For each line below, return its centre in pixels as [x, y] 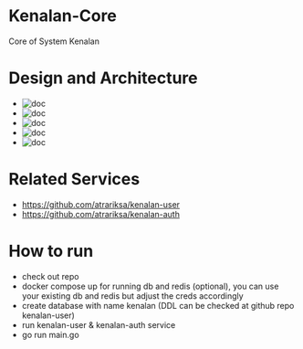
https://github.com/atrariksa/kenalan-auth [100, 214]
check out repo [50, 276]
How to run [51, 251]
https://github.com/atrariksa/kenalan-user [100, 204]
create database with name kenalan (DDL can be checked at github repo [158, 305]
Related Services [74, 180]
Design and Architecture [103, 78]
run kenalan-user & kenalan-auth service [99, 324]
